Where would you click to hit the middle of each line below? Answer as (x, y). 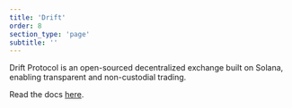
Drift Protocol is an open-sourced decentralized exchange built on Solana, (146, 68)
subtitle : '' (34, 42)
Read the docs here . (47, 95)
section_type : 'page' (50, 34)
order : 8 (26, 26)
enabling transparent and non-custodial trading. (98, 78)
